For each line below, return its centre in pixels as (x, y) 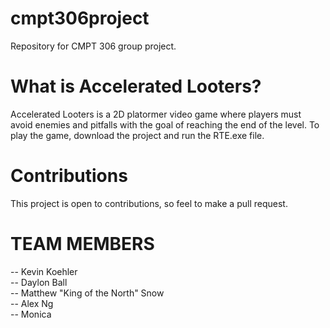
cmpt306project (80, 18)
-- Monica (31, 314)
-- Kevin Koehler (44, 271)
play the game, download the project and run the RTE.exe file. (137, 135)
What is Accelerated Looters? (136, 86)
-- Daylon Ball (39, 282)
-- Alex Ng (32, 303)
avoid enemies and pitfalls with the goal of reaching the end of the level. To (165, 124)
